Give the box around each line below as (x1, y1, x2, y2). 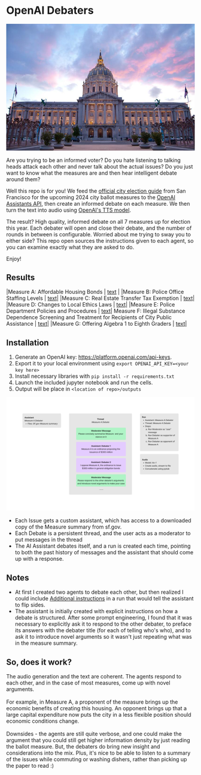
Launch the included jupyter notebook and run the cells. (14, 379, 153, 386)
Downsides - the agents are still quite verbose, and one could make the (6, 730, 182, 738)
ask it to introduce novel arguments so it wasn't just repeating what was (14, 633, 193, 641)
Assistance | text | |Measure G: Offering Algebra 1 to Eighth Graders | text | (6, 320, 187, 328)
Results (6, 272, 35, 283)
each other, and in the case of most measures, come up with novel (6, 679, 170, 687)
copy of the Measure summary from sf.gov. (14, 523, 122, 531)
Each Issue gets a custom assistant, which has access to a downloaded (14, 517, 191, 524)
